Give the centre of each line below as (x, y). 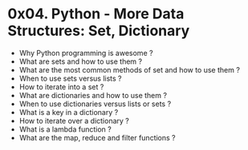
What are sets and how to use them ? (80, 61)
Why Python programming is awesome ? (86, 53)
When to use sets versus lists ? (70, 78)
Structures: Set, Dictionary (99, 31)
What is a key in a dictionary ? (69, 112)
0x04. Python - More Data (96, 14)
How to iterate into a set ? (61, 87)
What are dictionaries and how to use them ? (93, 95)
